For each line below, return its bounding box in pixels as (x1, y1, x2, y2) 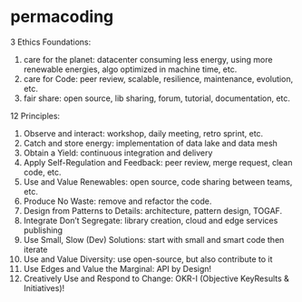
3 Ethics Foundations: (10, 36, 92, 47)
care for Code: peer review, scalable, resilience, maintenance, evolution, (23, 73, 294, 84)
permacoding (10, 6, 114, 27)
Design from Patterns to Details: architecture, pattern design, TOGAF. (23, 205, 283, 216)
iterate (23, 244, 48, 255)
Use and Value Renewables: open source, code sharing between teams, (23, 176, 293, 187)
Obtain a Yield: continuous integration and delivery (23, 147, 213, 158)
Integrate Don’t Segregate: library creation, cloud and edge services (23, 215, 278, 226)
